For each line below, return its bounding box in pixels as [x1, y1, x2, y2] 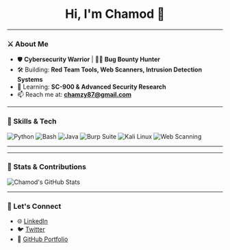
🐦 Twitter [16, 225, 46, 234]
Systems [16, 76, 43, 84]
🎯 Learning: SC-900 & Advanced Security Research [16, 82, 166, 91]
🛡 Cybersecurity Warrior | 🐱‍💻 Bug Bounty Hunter [16, 55, 161, 64]
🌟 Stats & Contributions [7, 162, 87, 172]
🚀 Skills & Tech [7, 117, 57, 126]
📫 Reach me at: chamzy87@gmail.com [16, 91, 132, 99]
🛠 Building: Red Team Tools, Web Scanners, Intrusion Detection [16, 65, 203, 74]
